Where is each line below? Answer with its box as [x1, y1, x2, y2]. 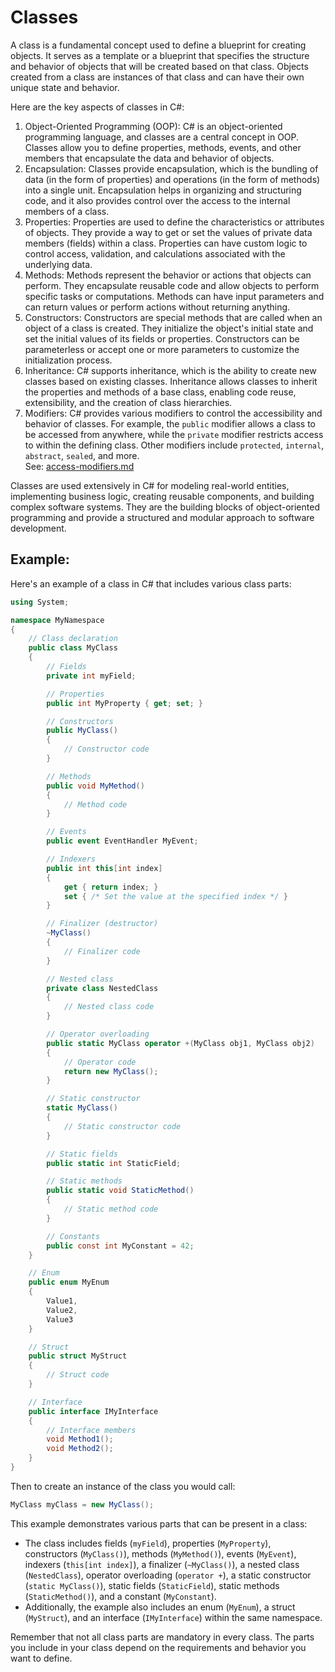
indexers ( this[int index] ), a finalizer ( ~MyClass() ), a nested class [24, 1558, 300, 1570]
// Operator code [63, 1057, 137, 1067]
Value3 [46, 1314, 74, 1325]
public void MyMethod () [46, 781, 145, 791]
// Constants [46, 1231, 101, 1241]
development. [10, 522, 67, 534]
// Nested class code [63, 1002, 155, 1012]
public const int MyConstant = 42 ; [46, 1241, 195, 1251]
